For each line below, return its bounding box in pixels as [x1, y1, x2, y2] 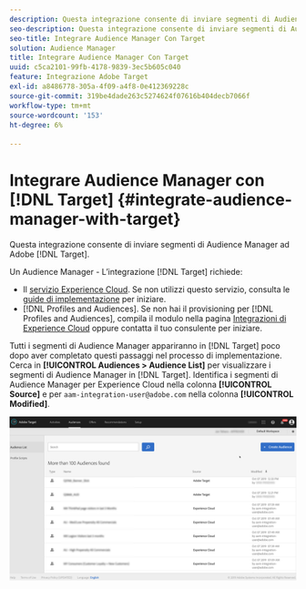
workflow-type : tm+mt [9, 101, 92, 110]
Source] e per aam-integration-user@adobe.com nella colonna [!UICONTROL [9, 389, 294, 400]
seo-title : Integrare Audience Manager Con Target [9, 34, 206, 43]
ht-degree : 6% [9, 120, 64, 129]
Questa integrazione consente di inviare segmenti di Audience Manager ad [9, 239, 290, 250]
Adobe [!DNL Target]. [9, 249, 90, 259]
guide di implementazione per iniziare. [22, 294, 167, 305]
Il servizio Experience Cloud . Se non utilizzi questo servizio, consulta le [22, 284, 291, 295]
